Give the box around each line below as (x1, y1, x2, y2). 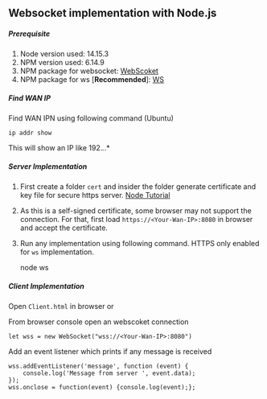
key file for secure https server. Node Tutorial (19, 191, 170, 200)
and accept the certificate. (19, 223, 109, 232)
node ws (19, 263, 49, 273)
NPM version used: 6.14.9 (19, 58, 105, 68)
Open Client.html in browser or (8, 302, 114, 311)
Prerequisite (8, 28, 51, 39)
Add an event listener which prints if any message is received (8, 347, 212, 356)
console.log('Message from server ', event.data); (23, 369, 196, 377)
